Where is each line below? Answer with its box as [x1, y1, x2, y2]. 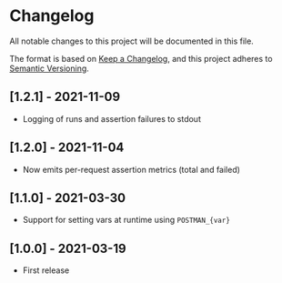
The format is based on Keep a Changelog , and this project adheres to [9, 53, 273, 64]
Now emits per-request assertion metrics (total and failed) [22, 164, 241, 175]
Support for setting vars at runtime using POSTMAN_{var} [22, 215, 230, 226]
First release [22, 265, 70, 276]
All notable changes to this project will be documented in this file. [9, 35, 255, 46]
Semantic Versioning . [9, 63, 89, 74]
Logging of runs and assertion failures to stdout [22, 113, 202, 124]
